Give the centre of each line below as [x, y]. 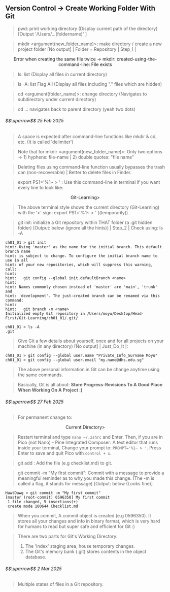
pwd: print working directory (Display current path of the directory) [88, 28]
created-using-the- [137, 59]
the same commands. [40, 375]
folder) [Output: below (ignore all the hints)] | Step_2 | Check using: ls [90, 228]
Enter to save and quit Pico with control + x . [64, 453]
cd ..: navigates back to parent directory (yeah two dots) [77, 109]
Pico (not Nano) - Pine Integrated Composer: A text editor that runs [88, 442]
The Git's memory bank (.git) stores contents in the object [86, 552]
